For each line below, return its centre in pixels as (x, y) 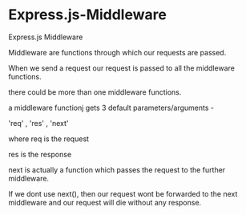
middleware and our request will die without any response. (105, 202)
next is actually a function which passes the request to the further (117, 169)
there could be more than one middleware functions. (95, 92)
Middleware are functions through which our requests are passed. (117, 52)
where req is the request (49, 139)
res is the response (40, 154)
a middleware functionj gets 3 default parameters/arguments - (111, 107)
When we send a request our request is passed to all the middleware (121, 68)
